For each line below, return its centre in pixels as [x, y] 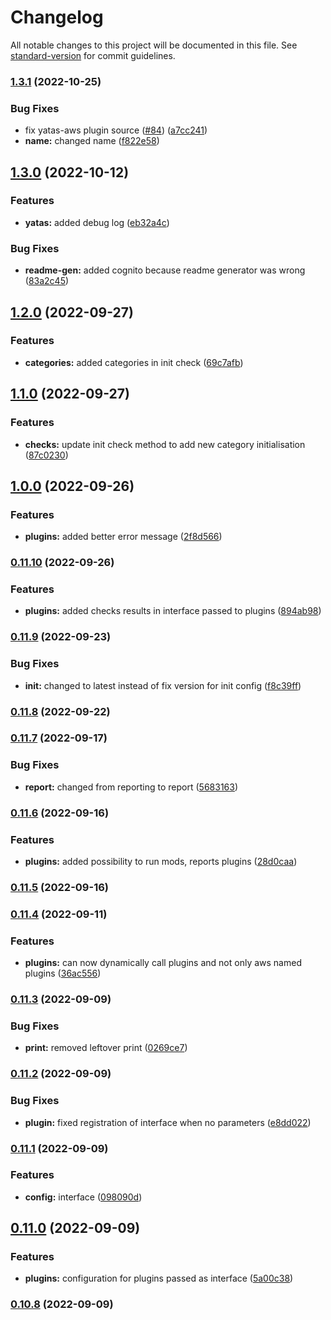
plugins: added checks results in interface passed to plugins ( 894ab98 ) [173, 611]
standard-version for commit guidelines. [93, 55]
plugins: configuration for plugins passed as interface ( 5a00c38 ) [159, 1278]
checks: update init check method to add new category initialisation [165, 444]
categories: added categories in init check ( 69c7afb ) [134, 362]
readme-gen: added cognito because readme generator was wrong [165, 270]
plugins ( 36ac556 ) [63, 973]
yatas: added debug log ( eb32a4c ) [97, 222]
